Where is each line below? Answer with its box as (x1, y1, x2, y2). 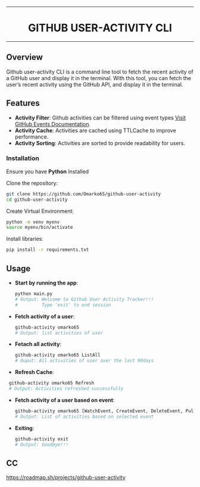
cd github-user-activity (6, 197, 68, 203)
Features (6, 98, 40, 108)
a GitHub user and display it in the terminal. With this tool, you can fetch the (6, 74, 192, 81)
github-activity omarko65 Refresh (8, 380, 95, 386)
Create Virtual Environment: (6, 207, 74, 215)
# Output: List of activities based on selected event (14, 414, 154, 419)
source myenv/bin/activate (6, 225, 73, 231)
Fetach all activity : (14, 341, 61, 348)
